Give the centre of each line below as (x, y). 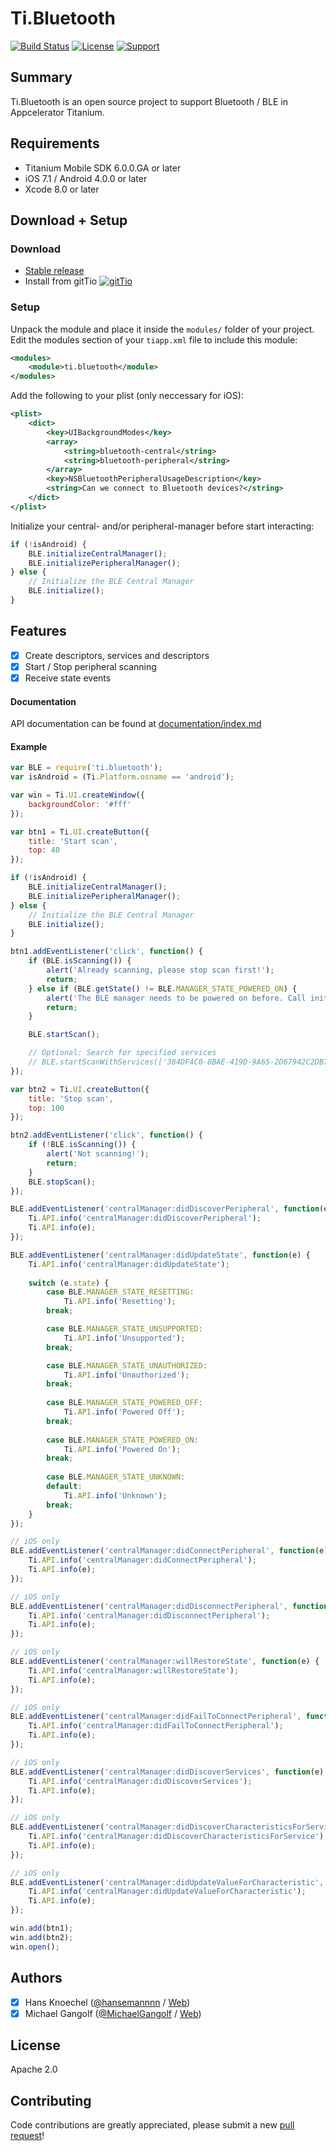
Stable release (54, 271)
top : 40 (44, 850)
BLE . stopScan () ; (62, 1182)
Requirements (55, 143)
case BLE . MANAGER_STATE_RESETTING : (120, 1292)
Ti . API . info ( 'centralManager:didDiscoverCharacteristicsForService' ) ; (178, 1837)
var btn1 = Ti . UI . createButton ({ (80, 832)
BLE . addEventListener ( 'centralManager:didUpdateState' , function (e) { (160, 1255)
